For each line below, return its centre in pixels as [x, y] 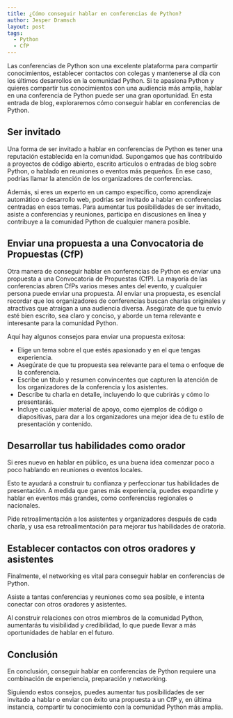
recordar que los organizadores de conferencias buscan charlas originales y [116, 301]
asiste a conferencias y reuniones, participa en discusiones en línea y [107, 214]
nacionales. [24, 506]
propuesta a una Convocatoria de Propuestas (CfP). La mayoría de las [107, 279]
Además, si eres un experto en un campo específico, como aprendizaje [109, 192]
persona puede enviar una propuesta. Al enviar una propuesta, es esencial [114, 293]
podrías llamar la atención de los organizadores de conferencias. [100, 178]
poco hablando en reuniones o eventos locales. [75, 470]
